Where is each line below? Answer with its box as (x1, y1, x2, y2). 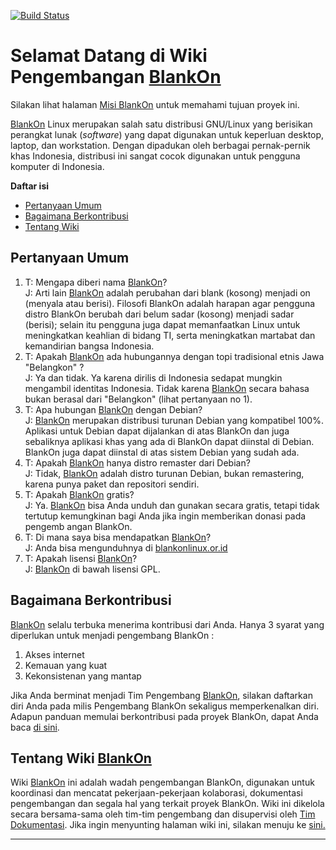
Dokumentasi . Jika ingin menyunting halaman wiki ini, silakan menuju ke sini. (10, 819, 326, 831)
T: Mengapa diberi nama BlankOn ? (24, 276, 168, 288)
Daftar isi (10, 180, 50, 192)
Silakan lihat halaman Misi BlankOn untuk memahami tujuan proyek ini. (10, 98, 300, 110)
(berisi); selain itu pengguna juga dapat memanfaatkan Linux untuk (24, 318, 301, 330)
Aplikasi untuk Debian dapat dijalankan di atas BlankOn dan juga (24, 425, 290, 437)
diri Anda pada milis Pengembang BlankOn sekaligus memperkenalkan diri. (10, 700, 320, 712)
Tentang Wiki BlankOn (10, 750, 152, 767)
